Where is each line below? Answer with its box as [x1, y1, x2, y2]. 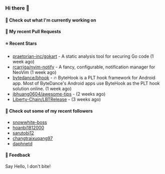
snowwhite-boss [12, 119, 47, 125]
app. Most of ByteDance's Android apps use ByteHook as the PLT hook [12, 80, 160, 86]
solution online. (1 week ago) [12, 85, 72, 92]
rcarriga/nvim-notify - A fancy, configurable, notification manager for [12, 64, 155, 70]
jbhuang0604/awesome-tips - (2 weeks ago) [12, 91, 106, 97]
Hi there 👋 [5, 5, 30, 12]
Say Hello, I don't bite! [5, 163, 51, 169]
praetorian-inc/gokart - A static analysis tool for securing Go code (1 [12, 53, 154, 59]
